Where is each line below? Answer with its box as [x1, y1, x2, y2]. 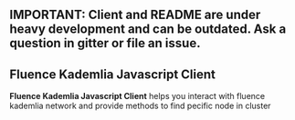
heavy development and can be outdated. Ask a [9, 22, 287, 37]
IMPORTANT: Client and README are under [9, 7, 261, 23]
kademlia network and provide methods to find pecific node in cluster [9, 100, 271, 112]
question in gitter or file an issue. [9, 35, 201, 51]
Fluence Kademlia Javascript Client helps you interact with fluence [9, 91, 266, 102]
